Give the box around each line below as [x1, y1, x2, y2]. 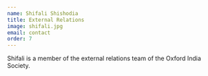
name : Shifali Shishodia [7, 10, 79, 17]
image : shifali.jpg [7, 23, 63, 29]
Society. [7, 62, 31, 70]
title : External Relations [7, 16, 85, 23]
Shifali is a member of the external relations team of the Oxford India [7, 54, 202, 62]
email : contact [7, 29, 51, 36]
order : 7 [7, 36, 32, 42]
